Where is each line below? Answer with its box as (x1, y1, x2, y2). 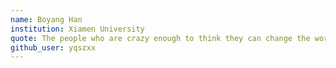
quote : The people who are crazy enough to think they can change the (10, 33, 311, 43)
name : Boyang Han (10, 14, 83, 25)
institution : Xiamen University (10, 24, 145, 34)
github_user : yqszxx (10, 42, 97, 53)
